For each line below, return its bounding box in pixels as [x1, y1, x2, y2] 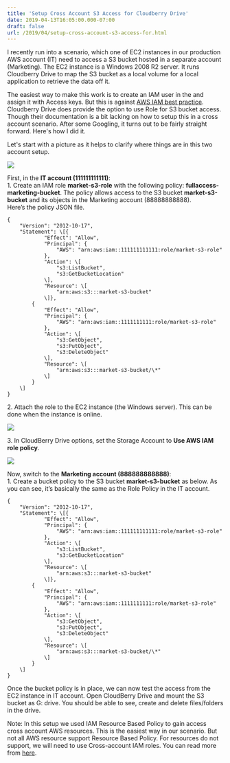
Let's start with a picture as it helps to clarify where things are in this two [7, 140, 213, 148]
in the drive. [7, 706, 41, 715]
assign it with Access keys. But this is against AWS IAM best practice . [7, 98, 204, 107]
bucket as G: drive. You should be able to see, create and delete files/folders [7, 699, 224, 707]
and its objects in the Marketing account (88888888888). [29, 196, 192, 204]
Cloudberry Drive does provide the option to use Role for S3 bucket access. [7, 105, 222, 113]
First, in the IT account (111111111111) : [7, 174, 111, 182]
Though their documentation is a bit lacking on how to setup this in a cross [7, 113, 218, 121]
